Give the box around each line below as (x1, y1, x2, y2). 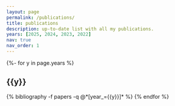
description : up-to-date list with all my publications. (6, 25, 154, 32)
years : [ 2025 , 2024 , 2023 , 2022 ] (6, 31, 91, 38)
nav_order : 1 (6, 43, 40, 49)
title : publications (6, 20, 59, 26)
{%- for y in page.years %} (6, 59, 74, 67)
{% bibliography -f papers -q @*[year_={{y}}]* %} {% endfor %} (6, 93, 170, 100)
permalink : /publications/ (6, 15, 75, 21)
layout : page (6, 8, 40, 15)
